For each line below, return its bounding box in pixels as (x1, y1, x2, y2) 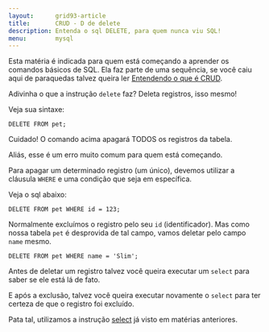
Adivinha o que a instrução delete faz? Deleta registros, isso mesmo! (8, 89, 238, 99)
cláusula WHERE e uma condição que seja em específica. (8, 174, 192, 184)
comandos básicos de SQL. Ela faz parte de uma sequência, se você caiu (8, 65, 252, 75)
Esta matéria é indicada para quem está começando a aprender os (8, 56, 230, 66)
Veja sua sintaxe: (8, 105, 64, 114)
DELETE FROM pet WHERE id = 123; (8, 205, 121, 214)
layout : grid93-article (8, 11, 106, 20)
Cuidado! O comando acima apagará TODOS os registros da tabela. (8, 135, 233, 144)
